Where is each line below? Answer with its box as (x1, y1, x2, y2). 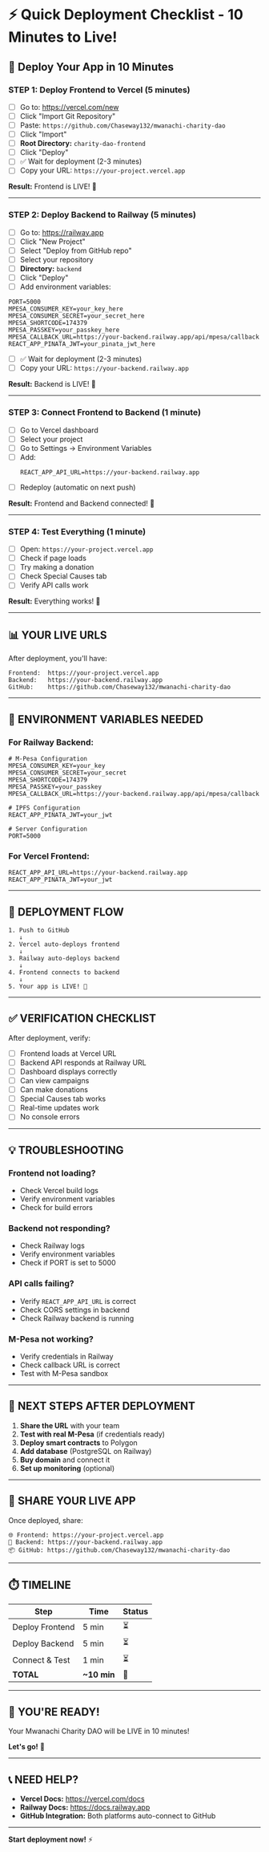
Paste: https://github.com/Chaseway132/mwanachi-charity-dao (19, 120, 226, 130)
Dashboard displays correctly (19, 1067, 118, 1076)
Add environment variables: (19, 282, 111, 292)
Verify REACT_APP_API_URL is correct (19, 1296, 136, 1306)
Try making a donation (19, 563, 94, 572)
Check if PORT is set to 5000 (19, 1258, 116, 1268)
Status (122, 1606, 149, 1617)
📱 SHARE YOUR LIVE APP (8, 1494, 136, 1508)
